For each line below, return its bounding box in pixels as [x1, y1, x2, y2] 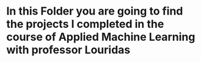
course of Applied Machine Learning [6, 30, 196, 44]
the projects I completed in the [6, 17, 164, 31]
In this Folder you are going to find [6, 4, 183, 18]
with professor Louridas [6, 43, 131, 57]
